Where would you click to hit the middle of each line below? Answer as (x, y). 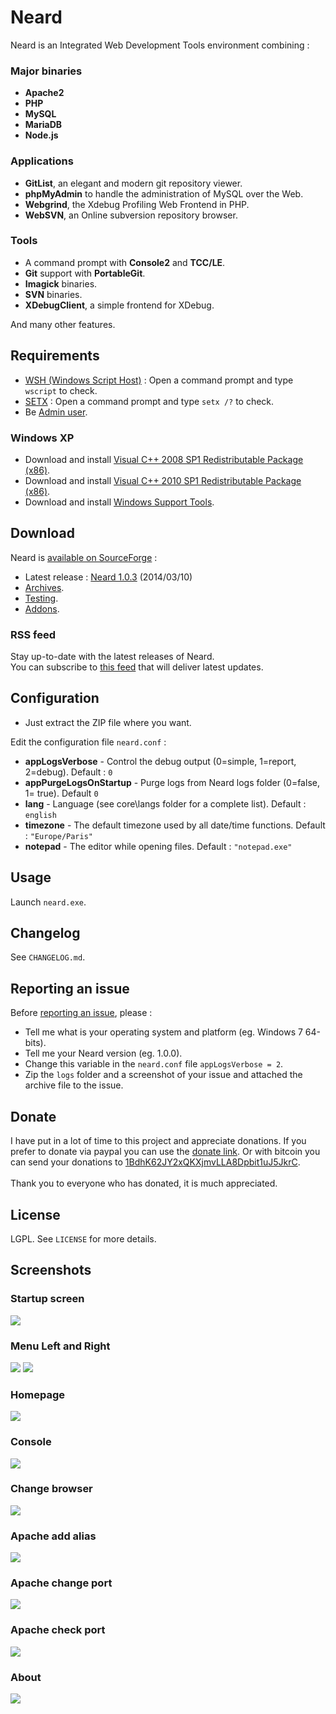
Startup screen (47, 1299)
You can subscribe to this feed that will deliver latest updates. (137, 667)
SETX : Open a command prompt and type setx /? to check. (149, 401)
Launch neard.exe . (48, 902)
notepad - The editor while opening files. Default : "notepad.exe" (158, 846)
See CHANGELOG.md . (48, 957)
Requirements (55, 356)
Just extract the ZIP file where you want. (108, 722)
